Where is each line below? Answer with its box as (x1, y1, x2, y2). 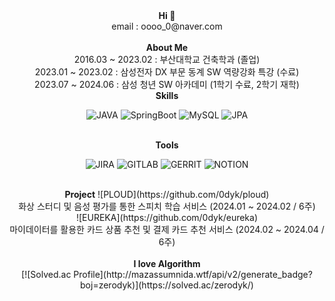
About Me (145, 42, 189, 53)
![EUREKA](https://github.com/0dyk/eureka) (75, 212, 259, 223)
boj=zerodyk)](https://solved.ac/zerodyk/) (80, 279, 254, 291)
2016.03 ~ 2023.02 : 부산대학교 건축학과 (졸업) (73, 54, 261, 65)
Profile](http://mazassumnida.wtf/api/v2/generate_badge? (73, 269, 313, 280)
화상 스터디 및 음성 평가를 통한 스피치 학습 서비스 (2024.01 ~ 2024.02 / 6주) (18, 200, 316, 212)
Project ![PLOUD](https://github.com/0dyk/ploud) (64, 189, 270, 200)
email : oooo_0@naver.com (111, 20, 223, 32)
